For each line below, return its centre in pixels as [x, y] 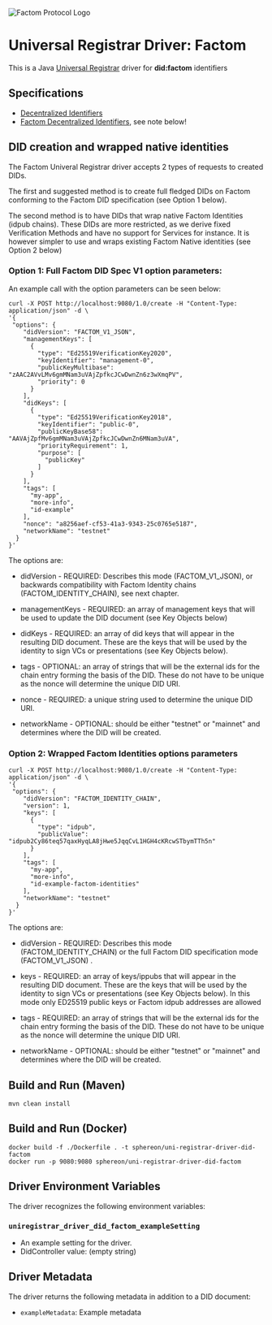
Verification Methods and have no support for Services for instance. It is [129, 232]
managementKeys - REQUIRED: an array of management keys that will [138, 608]
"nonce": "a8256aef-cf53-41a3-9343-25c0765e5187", [110, 524]
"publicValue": [63, 834]
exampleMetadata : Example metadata [81, 1312]
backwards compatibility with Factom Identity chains [108, 584]
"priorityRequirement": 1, [83, 446]
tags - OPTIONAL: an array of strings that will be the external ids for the [140, 666]
